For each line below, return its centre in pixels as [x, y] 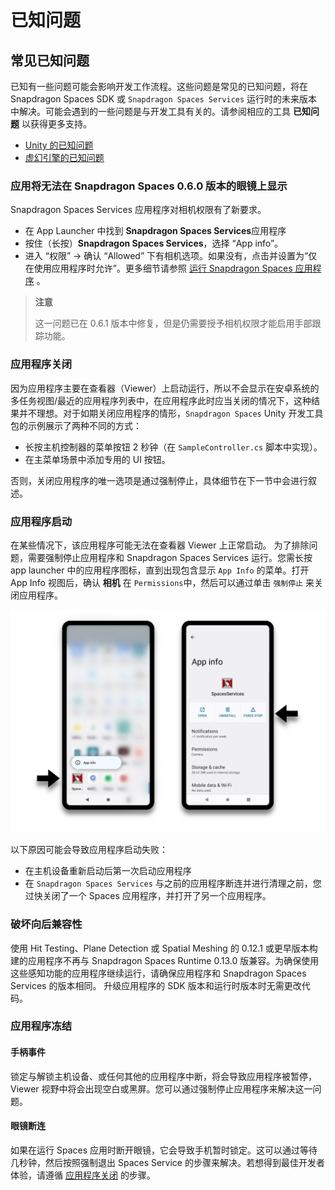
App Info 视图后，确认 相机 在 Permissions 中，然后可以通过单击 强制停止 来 [162, 582]
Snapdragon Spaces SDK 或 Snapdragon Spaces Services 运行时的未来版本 [164, 99]
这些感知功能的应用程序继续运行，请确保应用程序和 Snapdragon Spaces [158, 973]
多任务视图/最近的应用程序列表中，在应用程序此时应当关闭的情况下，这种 [161, 400]
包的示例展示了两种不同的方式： [76, 425]
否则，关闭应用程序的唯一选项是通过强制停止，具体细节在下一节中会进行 [159, 480]
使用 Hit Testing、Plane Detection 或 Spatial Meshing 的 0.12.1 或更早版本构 [164, 948]
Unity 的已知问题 [59, 145]
